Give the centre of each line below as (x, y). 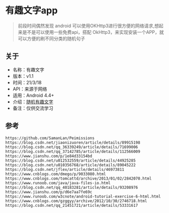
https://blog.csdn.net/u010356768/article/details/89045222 (71, 165)
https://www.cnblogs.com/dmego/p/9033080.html (56, 174)
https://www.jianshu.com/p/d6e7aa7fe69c (49, 192)
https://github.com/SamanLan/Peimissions (50, 138)
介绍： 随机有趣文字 (33, 102)
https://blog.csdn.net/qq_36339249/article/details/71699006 (72, 147)
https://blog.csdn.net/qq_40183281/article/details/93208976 (72, 187)
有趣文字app (31, 11)
